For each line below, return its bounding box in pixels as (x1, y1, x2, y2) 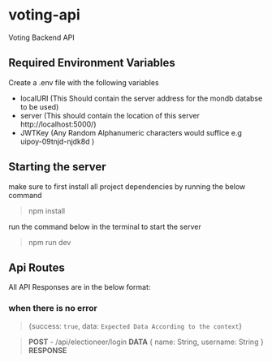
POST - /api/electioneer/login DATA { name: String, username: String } (28, 337, 264, 347)
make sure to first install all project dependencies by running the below (8, 181, 246, 192)
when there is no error (8, 303, 97, 314)
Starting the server (8, 160, 107, 174)
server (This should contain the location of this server (19, 110, 201, 120)
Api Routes (8, 261, 65, 274)
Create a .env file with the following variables (8, 77, 160, 87)
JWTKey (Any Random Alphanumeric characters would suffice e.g (19, 127, 242, 137)
